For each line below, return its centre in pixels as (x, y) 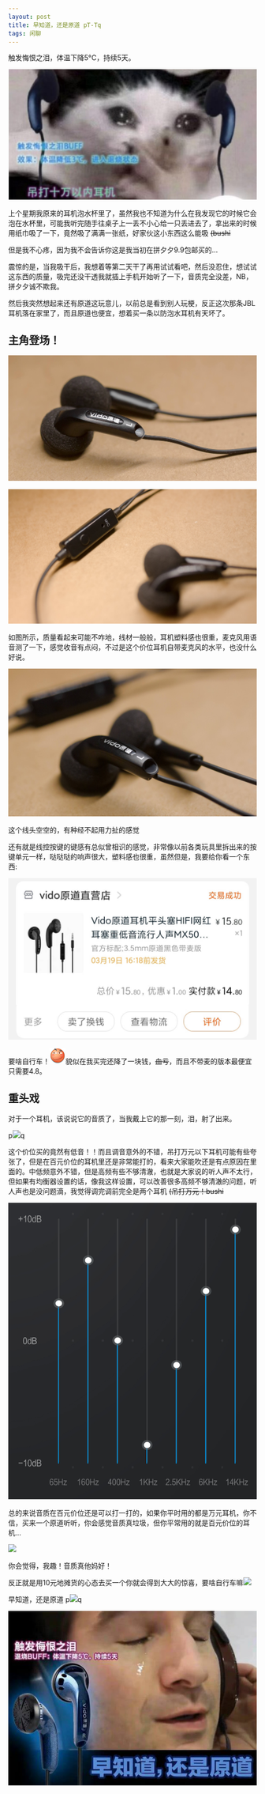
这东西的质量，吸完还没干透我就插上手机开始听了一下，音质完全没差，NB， (131, 276)
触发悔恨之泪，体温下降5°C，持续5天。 (72, 58)
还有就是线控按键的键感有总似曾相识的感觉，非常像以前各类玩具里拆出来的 (129, 847)
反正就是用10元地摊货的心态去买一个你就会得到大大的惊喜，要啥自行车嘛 (126, 1582)
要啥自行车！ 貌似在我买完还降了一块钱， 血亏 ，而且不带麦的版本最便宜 (130, 1061)
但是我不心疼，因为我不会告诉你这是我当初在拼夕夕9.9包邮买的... (113, 250)
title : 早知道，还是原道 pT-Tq (55, 25)
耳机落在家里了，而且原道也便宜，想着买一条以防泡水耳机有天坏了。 (119, 313)
